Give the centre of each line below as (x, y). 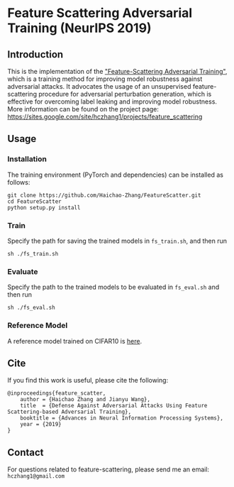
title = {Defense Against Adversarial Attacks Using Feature (114, 406)
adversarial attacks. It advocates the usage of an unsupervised (99, 86)
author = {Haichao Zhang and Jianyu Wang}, (85, 400)
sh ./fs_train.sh (33, 253)
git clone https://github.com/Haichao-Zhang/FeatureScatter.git (104, 195)
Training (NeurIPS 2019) (79, 28)
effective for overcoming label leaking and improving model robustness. (112, 102)
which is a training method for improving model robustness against (105, 79)
